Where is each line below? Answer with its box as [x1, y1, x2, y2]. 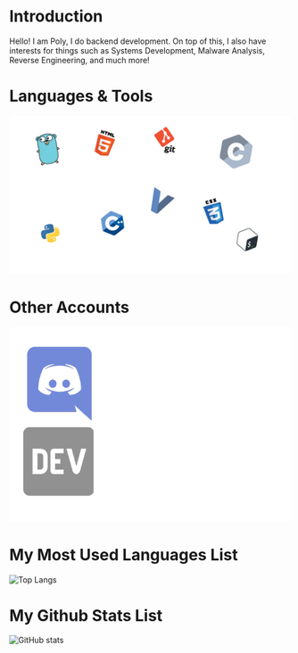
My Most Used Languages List [9, 544, 238, 565]
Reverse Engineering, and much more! [9, 54, 150, 65]
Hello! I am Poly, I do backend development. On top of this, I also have [9, 36, 267, 46]
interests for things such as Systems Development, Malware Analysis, [9, 45, 265, 55]
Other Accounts [9, 297, 130, 318]
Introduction [9, 6, 103, 27]
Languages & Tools [9, 87, 153, 106]
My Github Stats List [9, 605, 163, 625]
